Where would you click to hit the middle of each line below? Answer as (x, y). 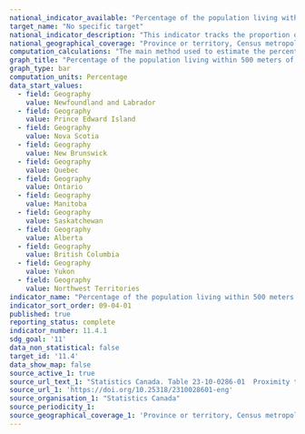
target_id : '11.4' (44, 356)
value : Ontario (54, 187)
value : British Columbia (73, 255)
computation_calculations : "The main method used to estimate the (138, 52)
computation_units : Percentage (69, 77)
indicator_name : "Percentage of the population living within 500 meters (152, 297)
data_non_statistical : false (64, 348)
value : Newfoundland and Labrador (91, 102)
